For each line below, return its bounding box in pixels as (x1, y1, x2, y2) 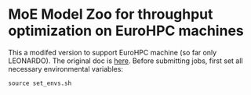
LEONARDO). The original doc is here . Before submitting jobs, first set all (8, 56, 243, 65)
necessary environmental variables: (8, 64, 124, 73)
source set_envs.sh (8, 79, 72, 87)
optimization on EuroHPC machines (8, 22, 245, 40)
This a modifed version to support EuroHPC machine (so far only (8, 47, 217, 57)
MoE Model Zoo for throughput (8, 5, 213, 23)
